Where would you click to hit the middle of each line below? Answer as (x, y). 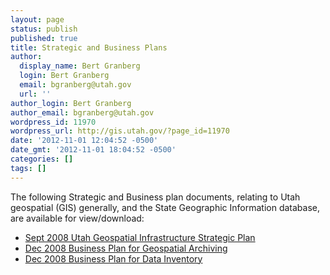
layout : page (37, 19)
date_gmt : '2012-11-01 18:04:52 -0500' (93, 150)
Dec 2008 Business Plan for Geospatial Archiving (126, 248)
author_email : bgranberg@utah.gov (82, 112)
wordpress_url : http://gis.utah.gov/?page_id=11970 (120, 131)
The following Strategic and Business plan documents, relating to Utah (155, 197)
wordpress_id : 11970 (53, 122)
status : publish (44, 29)
